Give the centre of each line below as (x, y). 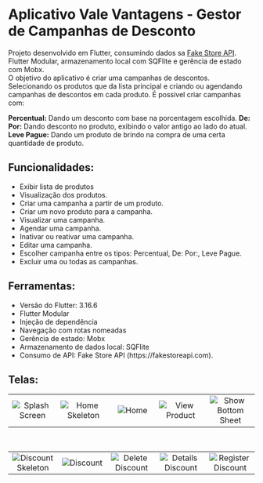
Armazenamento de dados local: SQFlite (85, 347)
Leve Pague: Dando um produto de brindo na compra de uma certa (117, 134)
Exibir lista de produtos (56, 187)
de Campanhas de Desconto (102, 31)
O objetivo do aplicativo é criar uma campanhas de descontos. (109, 78)
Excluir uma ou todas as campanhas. (79, 261)
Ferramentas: (42, 287)
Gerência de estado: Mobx (62, 338)
